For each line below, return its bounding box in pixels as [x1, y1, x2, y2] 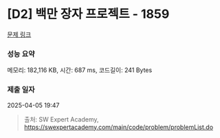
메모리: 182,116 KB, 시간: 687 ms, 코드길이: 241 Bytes [7, 66, 153, 74]
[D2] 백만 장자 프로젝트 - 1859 [7, 6, 170, 22]
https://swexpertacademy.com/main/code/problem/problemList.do [23, 123, 214, 131]
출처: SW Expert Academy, [23, 115, 99, 124]
